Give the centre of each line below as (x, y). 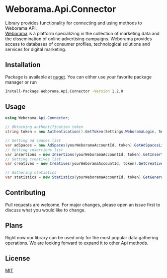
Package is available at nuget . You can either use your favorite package (79, 77)
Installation (23, 65)
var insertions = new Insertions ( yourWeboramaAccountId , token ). (74, 154)
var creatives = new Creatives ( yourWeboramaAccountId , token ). (72, 164)
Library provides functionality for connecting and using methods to (74, 23)
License (18, 258)
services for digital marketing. (36, 49)
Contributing (25, 193)
